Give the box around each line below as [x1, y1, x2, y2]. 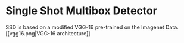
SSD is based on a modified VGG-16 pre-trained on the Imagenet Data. [5, 24, 179, 31]
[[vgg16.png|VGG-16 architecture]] [5, 29, 91, 37]
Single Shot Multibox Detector [5, 4, 157, 18]
